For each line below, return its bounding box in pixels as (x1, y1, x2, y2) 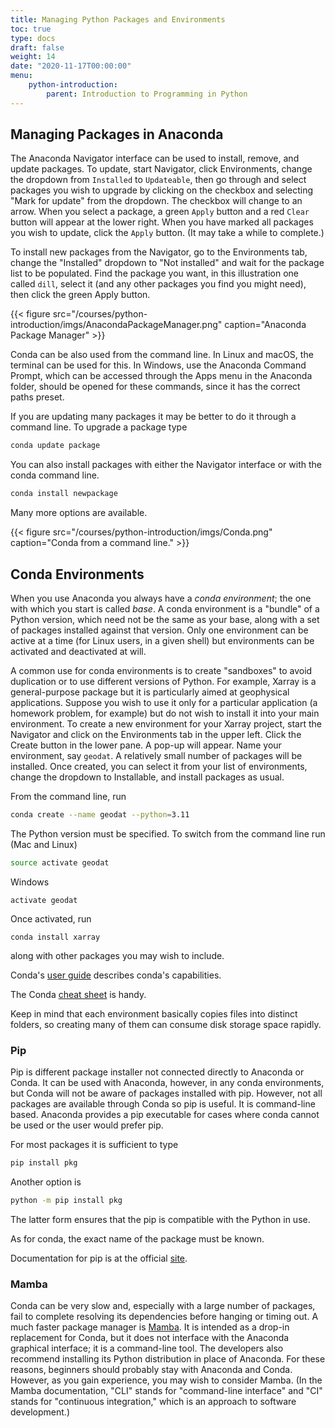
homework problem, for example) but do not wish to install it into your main (10, 707, 320, 719)
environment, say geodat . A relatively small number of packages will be (10, 750, 303, 761)
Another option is (10, 1176, 82, 1188)
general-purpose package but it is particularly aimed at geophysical (10, 686, 290, 698)
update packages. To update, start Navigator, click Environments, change (10, 163, 313, 175)
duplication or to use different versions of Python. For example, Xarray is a (10, 676, 317, 687)
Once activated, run (10, 912, 92, 925)
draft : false (10, 42, 65, 53)
